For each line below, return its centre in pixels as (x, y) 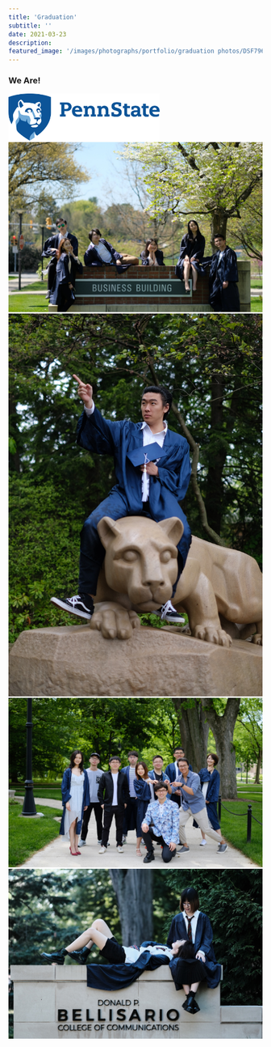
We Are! (25, 81)
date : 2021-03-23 (38, 34)
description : (30, 43)
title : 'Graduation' (43, 17)
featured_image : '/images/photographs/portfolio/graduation (112, 51)
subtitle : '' (30, 25)
